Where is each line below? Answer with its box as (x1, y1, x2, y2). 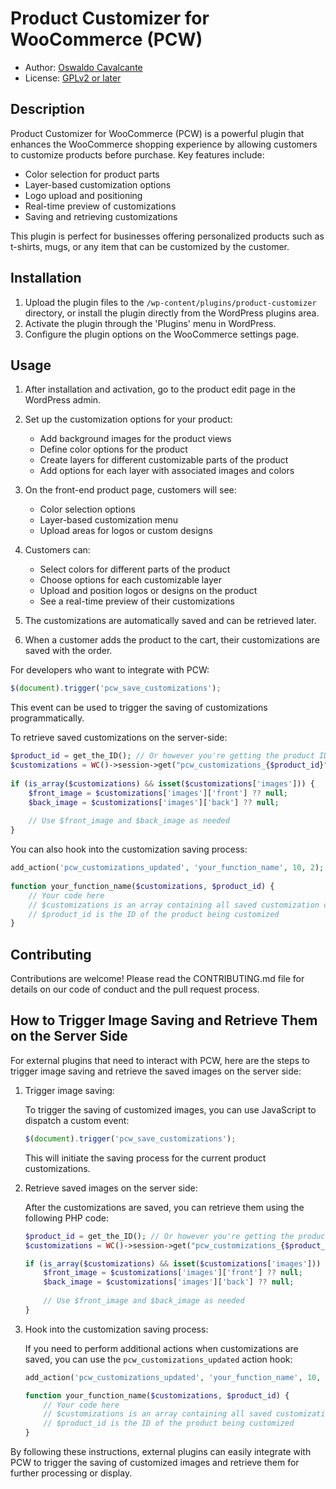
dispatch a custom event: (24, 1114, 130, 1126)
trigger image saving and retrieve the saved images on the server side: (10, 1065, 302, 1077)
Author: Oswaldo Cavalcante (24, 61, 143, 73)
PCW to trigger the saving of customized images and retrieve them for (10, 1457, 300, 1468)
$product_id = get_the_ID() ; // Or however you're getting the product (10, 751, 315, 761)
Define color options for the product (39, 443, 188, 456)
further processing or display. (10, 1467, 133, 1479)
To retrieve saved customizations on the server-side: (10, 732, 228, 744)
